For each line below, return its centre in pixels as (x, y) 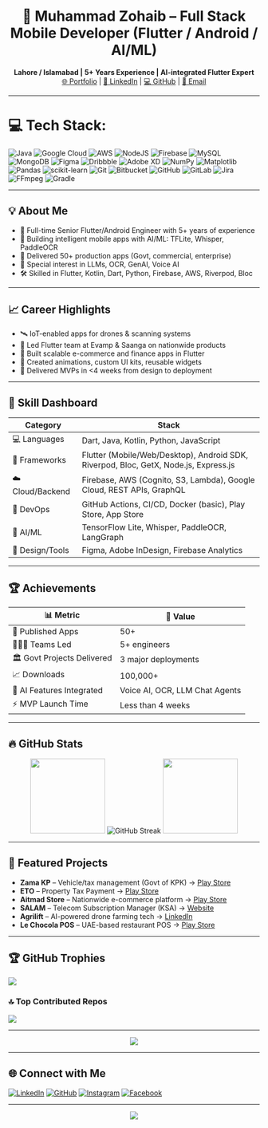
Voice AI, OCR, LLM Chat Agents (180, 691)
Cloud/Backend (41, 491)
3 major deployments (159, 659)
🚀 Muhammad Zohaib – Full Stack (134, 16)
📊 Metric (62, 615)
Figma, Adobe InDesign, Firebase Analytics (162, 550)
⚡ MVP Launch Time (51, 704)
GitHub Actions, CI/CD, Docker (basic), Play (164, 504)
